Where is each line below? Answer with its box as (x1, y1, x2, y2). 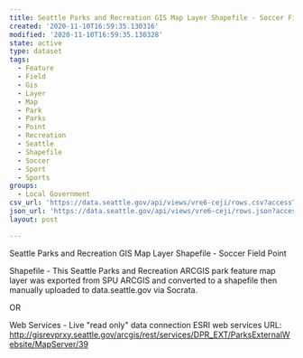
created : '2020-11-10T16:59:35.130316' (9, 22, 160, 31)
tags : (9, 55, 30, 64)
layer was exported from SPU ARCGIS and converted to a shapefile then (9, 275, 278, 286)
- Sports (17, 173, 50, 182)
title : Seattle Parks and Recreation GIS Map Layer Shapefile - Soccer (9, 13, 284, 23)
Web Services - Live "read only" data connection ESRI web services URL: (9, 319, 282, 330)
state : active (9, 38, 63, 48)
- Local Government (17, 190, 91, 199)
